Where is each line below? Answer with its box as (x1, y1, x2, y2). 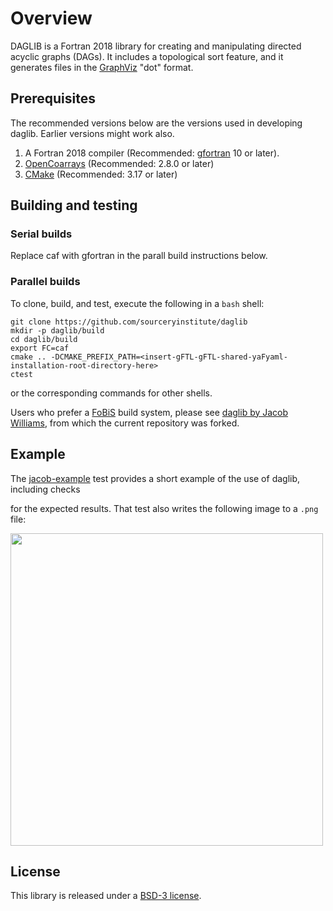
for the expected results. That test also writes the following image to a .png (10, 502, 319, 514)
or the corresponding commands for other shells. (10, 387, 213, 399)
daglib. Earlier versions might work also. (10, 127, 175, 139)
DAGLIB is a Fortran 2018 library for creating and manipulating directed (10, 40, 302, 52)
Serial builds (10, 227, 73, 241)
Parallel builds (10, 275, 81, 289)
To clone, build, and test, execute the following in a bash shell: (10, 297, 265, 309)
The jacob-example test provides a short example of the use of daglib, (10, 472, 301, 484)
